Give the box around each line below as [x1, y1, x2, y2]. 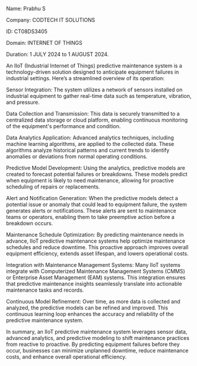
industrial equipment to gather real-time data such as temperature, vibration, [6, 93, 192, 99]
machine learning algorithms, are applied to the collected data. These [6, 140, 175, 147]
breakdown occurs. [6, 220, 53, 227]
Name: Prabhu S [6, 5, 46, 12]
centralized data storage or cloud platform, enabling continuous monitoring [6, 116, 188, 123]
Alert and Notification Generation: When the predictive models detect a [6, 195, 178, 201]
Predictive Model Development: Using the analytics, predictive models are [6, 165, 185, 171]
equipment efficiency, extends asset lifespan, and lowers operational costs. [6, 250, 189, 257]
